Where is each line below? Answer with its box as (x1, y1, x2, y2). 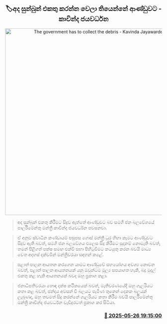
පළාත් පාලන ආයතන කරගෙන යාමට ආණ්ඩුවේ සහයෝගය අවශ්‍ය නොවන (17, 261, 155, 267)
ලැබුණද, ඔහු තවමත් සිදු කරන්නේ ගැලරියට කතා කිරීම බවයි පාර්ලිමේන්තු (17, 294, 153, 300)
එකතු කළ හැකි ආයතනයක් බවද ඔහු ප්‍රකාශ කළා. (17, 272, 108, 278)
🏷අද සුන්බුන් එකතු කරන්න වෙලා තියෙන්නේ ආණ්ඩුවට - (5, 4, 162, 13)
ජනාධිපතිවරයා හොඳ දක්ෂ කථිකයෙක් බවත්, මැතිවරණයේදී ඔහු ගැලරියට (17, 282, 153, 288)
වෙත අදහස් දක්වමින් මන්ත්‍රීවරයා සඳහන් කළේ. (17, 251, 104, 257)
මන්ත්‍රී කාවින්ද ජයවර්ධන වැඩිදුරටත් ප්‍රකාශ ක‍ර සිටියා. (17, 299, 116, 305)
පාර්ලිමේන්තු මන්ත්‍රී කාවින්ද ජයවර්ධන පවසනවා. (17, 224, 107, 230)
